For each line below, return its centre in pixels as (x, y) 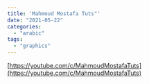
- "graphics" (32, 46)
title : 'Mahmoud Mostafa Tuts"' (54, 14)
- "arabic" (29, 33)
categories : (24, 26)
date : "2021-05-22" (35, 20)
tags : (15, 40)
